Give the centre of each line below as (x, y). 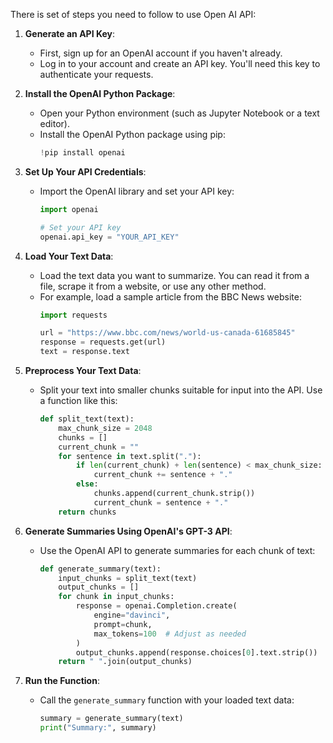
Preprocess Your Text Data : (83, 370)
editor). (54, 123)
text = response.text (84, 352)
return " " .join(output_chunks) (125, 662)
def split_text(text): (87, 419)
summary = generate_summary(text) (111, 719)
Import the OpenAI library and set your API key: (137, 191)
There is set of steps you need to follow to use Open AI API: (133, 14)
